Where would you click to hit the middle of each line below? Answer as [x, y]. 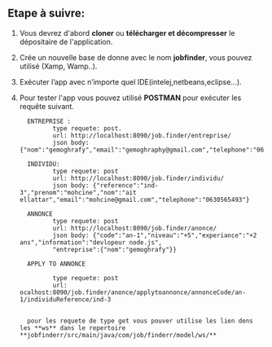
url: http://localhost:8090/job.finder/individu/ [138, 178]
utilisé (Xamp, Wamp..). [58, 66]
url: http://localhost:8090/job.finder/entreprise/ [142, 135]
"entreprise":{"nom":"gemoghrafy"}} [114, 249]
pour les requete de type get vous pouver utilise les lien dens [140, 321]
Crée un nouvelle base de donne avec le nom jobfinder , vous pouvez [136, 57]
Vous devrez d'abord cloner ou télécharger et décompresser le [127, 33]
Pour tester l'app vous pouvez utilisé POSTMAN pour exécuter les [130, 98]
